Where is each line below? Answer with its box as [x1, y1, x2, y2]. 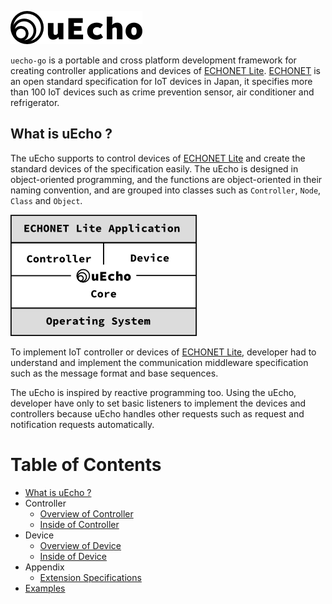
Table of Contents [10, 454, 162, 476]
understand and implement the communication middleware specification [10, 356, 309, 368]
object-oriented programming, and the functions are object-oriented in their [10, 173, 323, 185]
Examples [24, 582, 66, 594]
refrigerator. [10, 97, 60, 108]
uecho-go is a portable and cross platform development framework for [10, 54, 297, 66]
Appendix [24, 561, 65, 573]
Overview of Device [39, 539, 122, 551]
